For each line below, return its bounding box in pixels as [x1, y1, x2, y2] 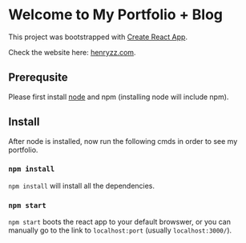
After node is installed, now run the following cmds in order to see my [8, 136, 238, 145]
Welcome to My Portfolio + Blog [8, 6, 223, 24]
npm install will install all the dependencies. [8, 181, 155, 190]
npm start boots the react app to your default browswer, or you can [8, 217, 231, 227]
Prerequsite [8, 70, 68, 85]
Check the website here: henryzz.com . [8, 47, 136, 57]
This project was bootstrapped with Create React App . [8, 32, 188, 42]
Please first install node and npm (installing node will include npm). [8, 92, 229, 102]
